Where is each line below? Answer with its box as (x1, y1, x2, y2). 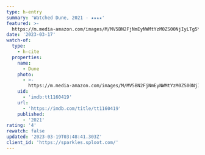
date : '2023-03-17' (6, 32, 56, 38)
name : (17, 60, 32, 66)
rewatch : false (6, 128, 45, 134)
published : (17, 111, 45, 117)
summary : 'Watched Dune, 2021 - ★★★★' (6, 15, 105, 21)
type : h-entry (6, 9, 43, 15)
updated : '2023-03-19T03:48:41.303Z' (6, 134, 103, 140)
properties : (12, 54, 43, 60)
